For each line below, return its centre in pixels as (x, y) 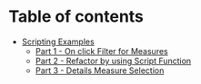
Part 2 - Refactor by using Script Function (113, 61)
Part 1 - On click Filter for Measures (102, 51)
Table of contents (76, 17)
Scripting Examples (58, 42)
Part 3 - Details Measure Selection (100, 70)
